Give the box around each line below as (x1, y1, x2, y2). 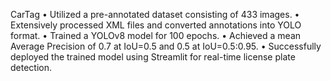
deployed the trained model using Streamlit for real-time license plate (10, 51, 296, 63)
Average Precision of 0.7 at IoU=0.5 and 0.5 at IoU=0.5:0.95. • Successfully (10, 40, 322, 52)
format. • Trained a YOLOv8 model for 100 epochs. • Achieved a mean (10, 30, 302, 41)
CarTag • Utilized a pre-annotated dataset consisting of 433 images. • (10, 9, 300, 20)
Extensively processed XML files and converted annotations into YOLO (10, 19, 302, 31)
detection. (10, 62, 53, 73)
